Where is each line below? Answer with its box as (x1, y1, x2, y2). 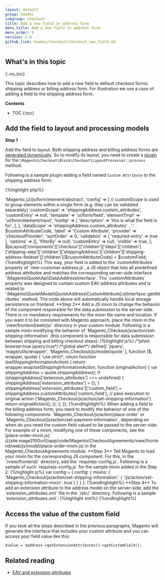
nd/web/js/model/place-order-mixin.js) (5, 443, 84, 449)
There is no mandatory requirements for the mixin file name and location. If (5, 312, 157, 318)
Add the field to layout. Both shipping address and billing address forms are (5, 147, 159, 153)
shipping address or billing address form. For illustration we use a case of (5, 85, 154, 91)
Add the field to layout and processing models (5, 124, 149, 132)
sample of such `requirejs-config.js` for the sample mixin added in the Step (5, 464, 157, 470)
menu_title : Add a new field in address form (5, 26, 100, 31)
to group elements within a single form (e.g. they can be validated (5, 202, 139, 208)
